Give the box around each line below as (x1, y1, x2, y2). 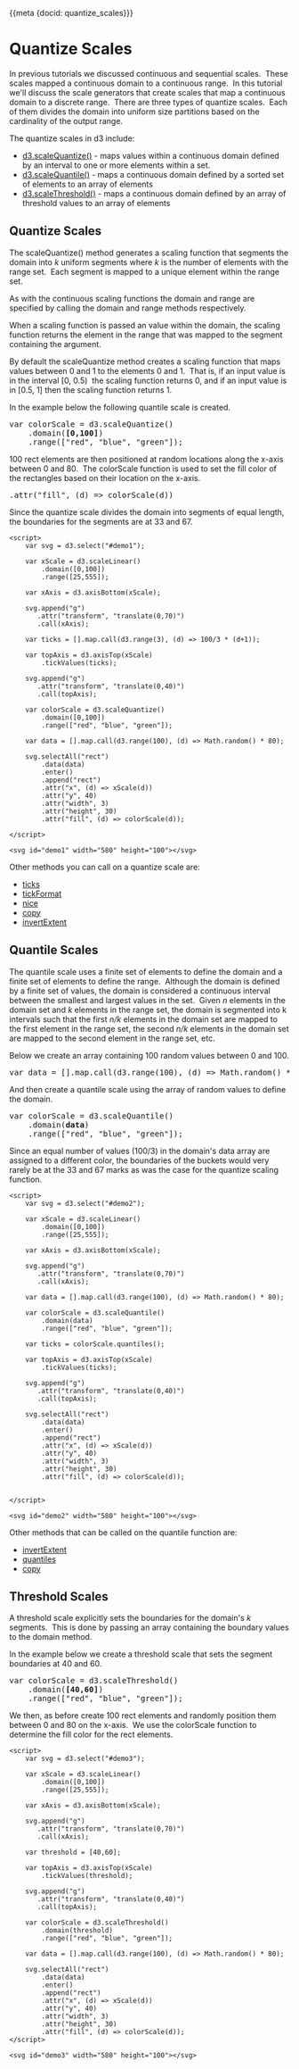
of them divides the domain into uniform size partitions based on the (9, 106, 260, 117)
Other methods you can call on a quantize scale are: (9, 861, 200, 872)
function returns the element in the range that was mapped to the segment (9, 329, 283, 340)
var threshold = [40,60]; (25, 1848, 122, 1857)
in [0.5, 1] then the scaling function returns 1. (9, 384, 172, 395)
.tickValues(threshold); (41, 1872, 133, 1881)
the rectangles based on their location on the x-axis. (9, 472, 201, 483)
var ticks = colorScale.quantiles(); (25, 1339, 166, 1349)
